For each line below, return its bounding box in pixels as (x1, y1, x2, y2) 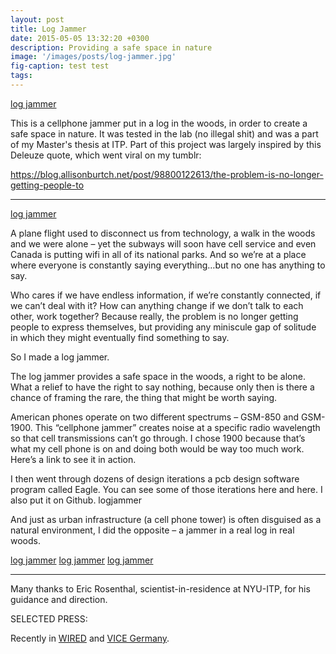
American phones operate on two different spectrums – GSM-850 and (10, 411, 300, 423)
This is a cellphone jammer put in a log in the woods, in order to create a (10, 117, 308, 129)
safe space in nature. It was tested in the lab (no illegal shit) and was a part (10, 127, 319, 140)
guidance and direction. (10, 593, 108, 605)
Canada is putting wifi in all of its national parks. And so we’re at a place (10, 248, 307, 260)
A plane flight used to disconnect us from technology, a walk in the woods (10, 227, 316, 239)
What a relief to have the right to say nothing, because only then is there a (10, 381, 315, 393)
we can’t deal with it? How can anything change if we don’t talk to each (10, 299, 304, 311)
